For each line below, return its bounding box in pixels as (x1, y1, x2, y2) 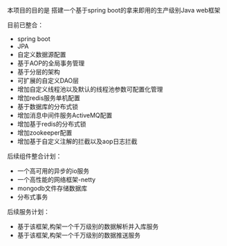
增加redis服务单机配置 (17, 94, 81, 102)
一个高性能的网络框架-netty (17, 176, 96, 183)
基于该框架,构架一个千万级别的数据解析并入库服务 (17, 222, 159, 231)
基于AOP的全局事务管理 (17, 59, 85, 67)
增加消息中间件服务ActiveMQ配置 (17, 111, 113, 120)
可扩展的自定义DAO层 (17, 76, 80, 85)
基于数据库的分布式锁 (17, 103, 78, 110)
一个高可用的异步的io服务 (17, 167, 90, 175)
